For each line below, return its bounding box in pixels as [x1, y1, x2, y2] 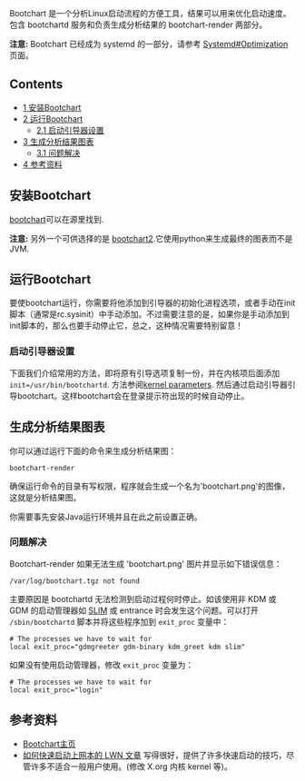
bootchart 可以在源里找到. [9, 213, 104, 224]
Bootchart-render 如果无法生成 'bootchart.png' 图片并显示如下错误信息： [9, 558, 282, 569]
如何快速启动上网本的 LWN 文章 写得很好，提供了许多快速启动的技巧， [22, 749, 287, 760]
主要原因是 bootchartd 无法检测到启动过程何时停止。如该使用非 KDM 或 [9, 593, 277, 604]
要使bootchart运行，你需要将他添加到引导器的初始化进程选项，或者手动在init [9, 298, 296, 309]
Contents [9, 76, 64, 93]
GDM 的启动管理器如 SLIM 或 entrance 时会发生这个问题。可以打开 [9, 605, 259, 616]
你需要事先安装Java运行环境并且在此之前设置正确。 [9, 511, 202, 522]
